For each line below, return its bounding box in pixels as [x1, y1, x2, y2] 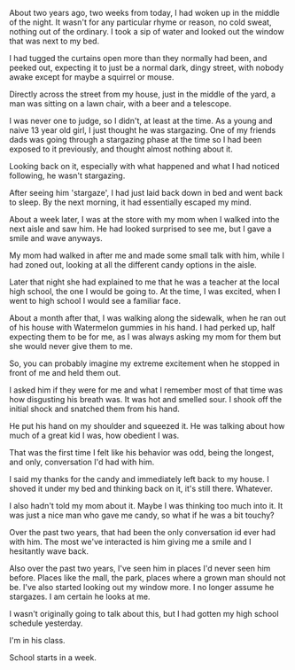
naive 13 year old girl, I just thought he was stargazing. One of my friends [9, 125, 276, 136]
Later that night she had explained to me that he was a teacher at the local [9, 277, 280, 287]
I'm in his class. [9, 635, 66, 645]
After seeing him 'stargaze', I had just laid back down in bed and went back [9, 188, 283, 198]
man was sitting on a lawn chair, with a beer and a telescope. [9, 98, 232, 109]
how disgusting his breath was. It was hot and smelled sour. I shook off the [9, 394, 283, 404]
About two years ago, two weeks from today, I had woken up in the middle [9, 8, 281, 18]
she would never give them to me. [9, 341, 133, 351]
